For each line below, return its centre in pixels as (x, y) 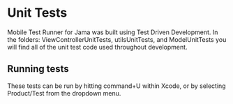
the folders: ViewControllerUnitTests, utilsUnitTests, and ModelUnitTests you (117, 39)
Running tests (38, 69)
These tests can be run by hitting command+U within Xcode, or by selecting (116, 86)
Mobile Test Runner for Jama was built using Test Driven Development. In (113, 32)
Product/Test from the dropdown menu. (64, 93)
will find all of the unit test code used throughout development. (97, 47)
